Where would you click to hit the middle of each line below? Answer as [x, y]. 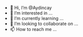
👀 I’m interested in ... [31, 13]
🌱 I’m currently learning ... [37, 18]
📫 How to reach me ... [33, 29]
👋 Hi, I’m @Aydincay [31, 8]
